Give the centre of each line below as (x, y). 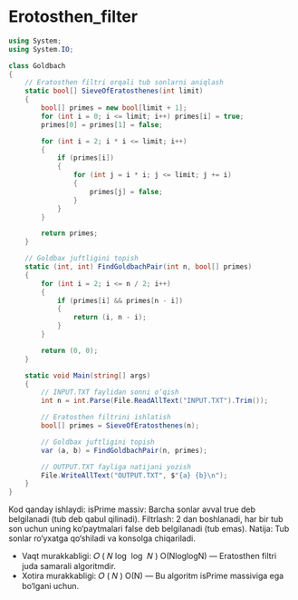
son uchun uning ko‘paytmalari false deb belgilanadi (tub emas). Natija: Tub (149, 529)
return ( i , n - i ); (110, 318)
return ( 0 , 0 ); (70, 350)
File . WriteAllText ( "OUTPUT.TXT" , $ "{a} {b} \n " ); (135, 475)
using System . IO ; (41, 49)
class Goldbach (37, 65)
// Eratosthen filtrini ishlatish (106, 418)
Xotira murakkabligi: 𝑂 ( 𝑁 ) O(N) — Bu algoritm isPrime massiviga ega (153, 576)
